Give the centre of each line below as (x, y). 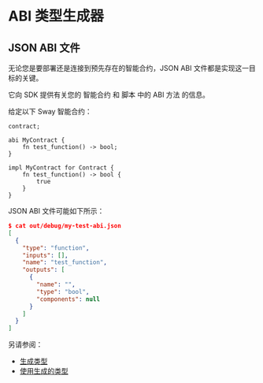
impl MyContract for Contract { (61, 168)
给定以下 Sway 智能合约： (50, 112)
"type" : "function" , (56, 248)
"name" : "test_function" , (65, 262)
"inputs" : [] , (45, 255)
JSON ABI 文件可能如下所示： (56, 211)
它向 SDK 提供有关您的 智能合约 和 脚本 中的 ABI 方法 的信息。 (109, 95)
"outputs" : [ (44, 270)
